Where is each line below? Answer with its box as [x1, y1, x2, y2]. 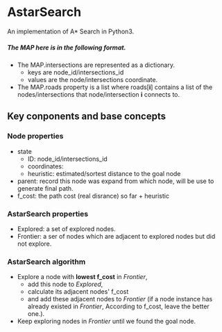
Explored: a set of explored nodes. [17, 224, 116, 233]
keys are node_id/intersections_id [27, 68, 124, 77]
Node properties [7, 132, 64, 141]
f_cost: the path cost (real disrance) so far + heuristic [17, 191, 170, 200]
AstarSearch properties [7, 209, 89, 219]
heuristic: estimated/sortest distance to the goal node [27, 169, 181, 177]
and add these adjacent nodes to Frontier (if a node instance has [27, 295, 213, 303]
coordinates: [27, 161, 64, 171]
